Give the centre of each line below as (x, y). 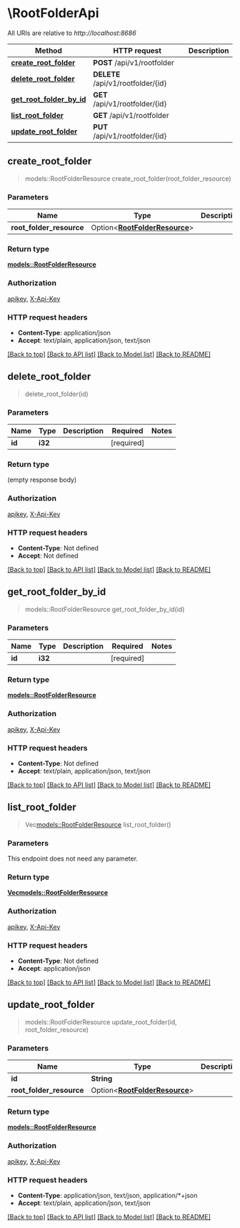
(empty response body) (42, 480)
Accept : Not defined (48, 555)
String (102, 1079)
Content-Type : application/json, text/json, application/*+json (107, 1195)
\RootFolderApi (53, 13)
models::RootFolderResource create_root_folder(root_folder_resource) (128, 178)
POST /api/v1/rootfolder (134, 62)
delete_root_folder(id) (57, 394)
